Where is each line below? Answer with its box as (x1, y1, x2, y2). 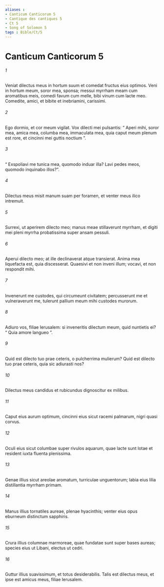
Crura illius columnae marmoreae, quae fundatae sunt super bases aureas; (5, 540, 156, 546)
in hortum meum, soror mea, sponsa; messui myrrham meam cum (5, 88, 138, 93)
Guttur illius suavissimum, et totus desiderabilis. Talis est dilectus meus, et (5, 571, 154, 577)
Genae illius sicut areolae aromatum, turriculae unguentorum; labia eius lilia (5, 476, 156, 482)
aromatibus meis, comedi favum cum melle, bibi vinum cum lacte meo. (5, 93, 147, 99)
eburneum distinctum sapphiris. (5, 514, 69, 519)
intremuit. (5, 198, 24, 203)
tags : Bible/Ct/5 (5, 30, 42, 35)
